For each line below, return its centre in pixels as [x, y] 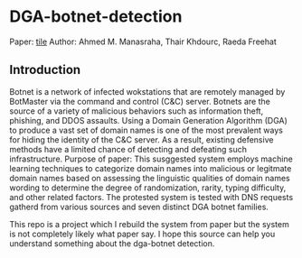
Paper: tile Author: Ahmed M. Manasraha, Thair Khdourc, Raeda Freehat [143, 41]
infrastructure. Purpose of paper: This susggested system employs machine [151, 159]
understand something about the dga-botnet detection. [112, 243]
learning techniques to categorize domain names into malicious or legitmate [151, 168]
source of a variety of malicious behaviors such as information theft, [137, 111]
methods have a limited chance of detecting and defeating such [128, 149]
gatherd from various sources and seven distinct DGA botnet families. [139, 207]
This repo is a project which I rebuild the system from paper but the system [149, 224]
